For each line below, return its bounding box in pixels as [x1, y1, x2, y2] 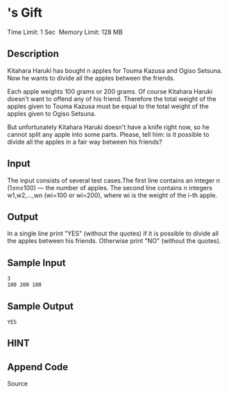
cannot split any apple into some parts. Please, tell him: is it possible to [7, 130, 210, 138]
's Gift [7, 5, 43, 21]
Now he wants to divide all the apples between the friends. [7, 74, 176, 82]
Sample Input [7, 257, 66, 269]
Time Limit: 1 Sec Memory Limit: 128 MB [7, 28, 123, 36]
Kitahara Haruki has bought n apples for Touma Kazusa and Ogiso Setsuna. [7, 66, 223, 74]
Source [7, 380, 28, 388]
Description [7, 48, 59, 60]
